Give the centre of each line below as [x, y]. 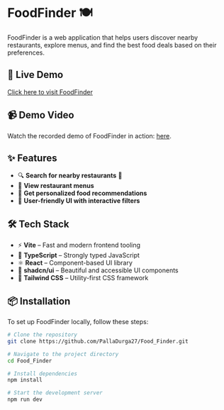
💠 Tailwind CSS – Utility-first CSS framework [83, 278]
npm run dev [25, 400]
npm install [25, 380]
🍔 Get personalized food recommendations [82, 193]
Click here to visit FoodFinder [50, 92]
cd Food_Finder [30, 361]
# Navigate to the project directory [63, 354]
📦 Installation [39, 301]
